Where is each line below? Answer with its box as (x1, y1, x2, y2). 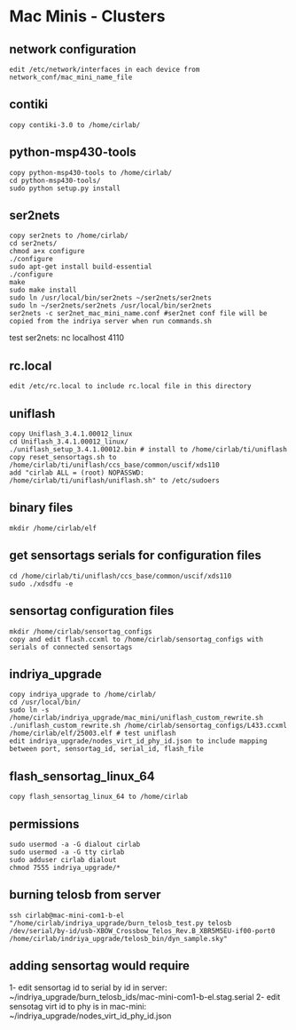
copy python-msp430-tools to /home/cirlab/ (9, 168, 173, 177)
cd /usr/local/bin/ (9, 698, 82, 707)
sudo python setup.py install (9, 184, 121, 193)
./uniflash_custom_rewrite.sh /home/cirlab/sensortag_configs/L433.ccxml (9, 722, 288, 731)
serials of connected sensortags (9, 643, 133, 651)
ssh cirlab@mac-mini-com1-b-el (9, 911, 125, 920)
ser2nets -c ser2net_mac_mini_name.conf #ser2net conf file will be (9, 309, 268, 318)
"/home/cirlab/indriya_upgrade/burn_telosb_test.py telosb (9, 918, 232, 928)
